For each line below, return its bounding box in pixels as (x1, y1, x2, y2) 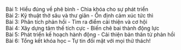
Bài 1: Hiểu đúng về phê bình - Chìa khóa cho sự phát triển (5, 6, 148, 12)
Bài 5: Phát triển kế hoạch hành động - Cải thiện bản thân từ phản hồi (5, 31, 176, 38)
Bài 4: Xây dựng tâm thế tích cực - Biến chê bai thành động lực (5, 24, 160, 32)
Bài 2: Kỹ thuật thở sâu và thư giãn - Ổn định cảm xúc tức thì (5, 12, 154, 19)
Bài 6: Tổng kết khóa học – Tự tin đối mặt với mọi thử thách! (5, 37, 151, 44)
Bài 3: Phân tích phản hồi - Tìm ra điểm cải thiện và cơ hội (5, 18, 148, 25)
